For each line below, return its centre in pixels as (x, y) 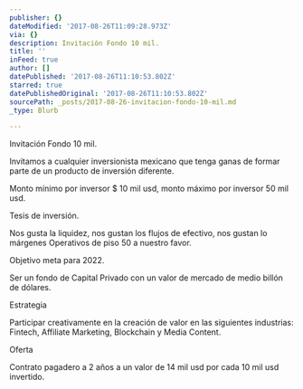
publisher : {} (36, 18)
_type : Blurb (34, 110)
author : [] (30, 69)
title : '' (28, 52)
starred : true (36, 85)
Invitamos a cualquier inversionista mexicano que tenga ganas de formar (145, 161)
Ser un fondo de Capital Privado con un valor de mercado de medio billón (146, 278)
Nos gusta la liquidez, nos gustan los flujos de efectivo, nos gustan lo (138, 233)
